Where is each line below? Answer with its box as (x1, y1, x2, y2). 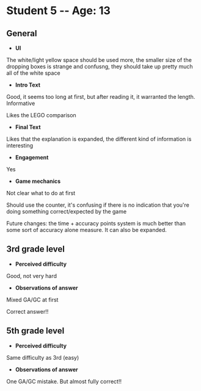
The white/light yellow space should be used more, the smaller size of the (6, 56, 192, 63)
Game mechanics (15, 177, 61, 185)
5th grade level (6, 326, 65, 336)
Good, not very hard (6, 272, 57, 279)
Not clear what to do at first (6, 190, 76, 196)
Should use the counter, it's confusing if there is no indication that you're (6, 201, 189, 209)
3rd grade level (6, 244, 65, 255)
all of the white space (6, 69, 60, 77)
